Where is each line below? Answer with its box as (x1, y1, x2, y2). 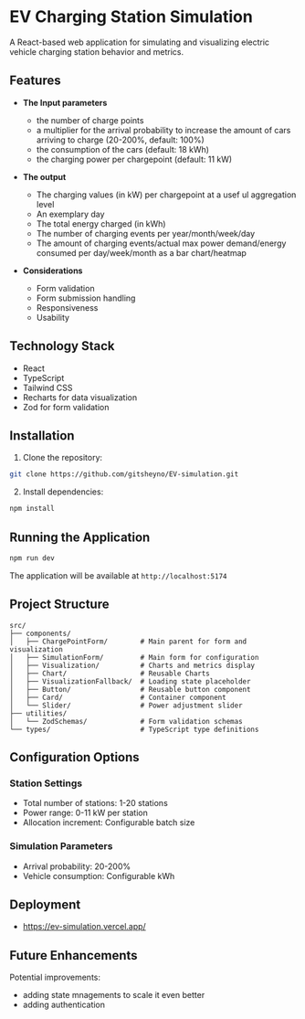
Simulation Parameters (9, 840, 113, 853)
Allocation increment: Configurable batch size (22, 817, 195, 828)
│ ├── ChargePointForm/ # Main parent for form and (9, 637, 247, 646)
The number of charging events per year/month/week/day (36, 228, 256, 239)
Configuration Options (9, 749, 140, 765)
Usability (36, 312, 70, 323)
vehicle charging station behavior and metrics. (9, 46, 184, 57)
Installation (9, 428, 75, 443)
